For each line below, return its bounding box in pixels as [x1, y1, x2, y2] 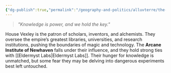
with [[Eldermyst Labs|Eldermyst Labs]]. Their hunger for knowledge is [5, 52, 154, 58]
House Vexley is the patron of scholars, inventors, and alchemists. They [5, 31, 156, 37]
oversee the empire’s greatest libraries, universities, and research [5, 36, 142, 42]
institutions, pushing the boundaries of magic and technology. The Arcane [5, 41, 161, 48]
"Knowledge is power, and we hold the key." [17, 21, 110, 27]
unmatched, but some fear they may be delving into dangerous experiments [5, 57, 164, 63]
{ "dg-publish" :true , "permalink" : [5, 7, 76, 13]
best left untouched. [5, 63, 48, 69]
